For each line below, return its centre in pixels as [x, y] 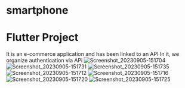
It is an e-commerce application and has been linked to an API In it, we [93, 54]
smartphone [37, 10]
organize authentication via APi [44, 61]
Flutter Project [42, 38]
